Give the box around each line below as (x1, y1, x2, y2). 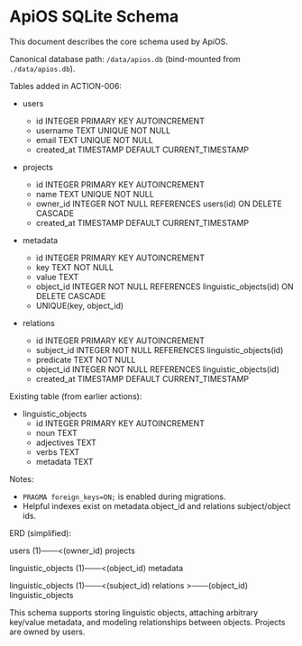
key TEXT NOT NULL (35, 261, 114, 272)
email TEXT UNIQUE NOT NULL (35, 134, 153, 145)
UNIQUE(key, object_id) (35, 300, 124, 311)
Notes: (9, 473, 34, 484)
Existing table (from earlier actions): (9, 390, 142, 402)
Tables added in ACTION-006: (9, 80, 122, 91)
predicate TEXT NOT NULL (35, 354, 136, 365)
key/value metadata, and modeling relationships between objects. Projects (9, 616, 286, 627)
